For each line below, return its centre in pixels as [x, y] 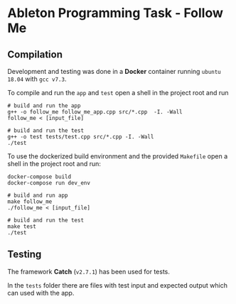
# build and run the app [44, 106]
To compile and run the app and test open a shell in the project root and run [118, 93]
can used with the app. [41, 293]
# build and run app [38, 195]
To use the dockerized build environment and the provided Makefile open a [118, 156]
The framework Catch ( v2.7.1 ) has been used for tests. [89, 271]
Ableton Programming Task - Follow [116, 13]
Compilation [35, 54]
